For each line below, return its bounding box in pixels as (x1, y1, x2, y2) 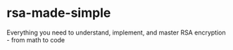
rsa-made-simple (6, 5, 111, 21)
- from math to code (6, 35, 65, 44)
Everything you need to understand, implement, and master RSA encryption (6, 28, 226, 37)
